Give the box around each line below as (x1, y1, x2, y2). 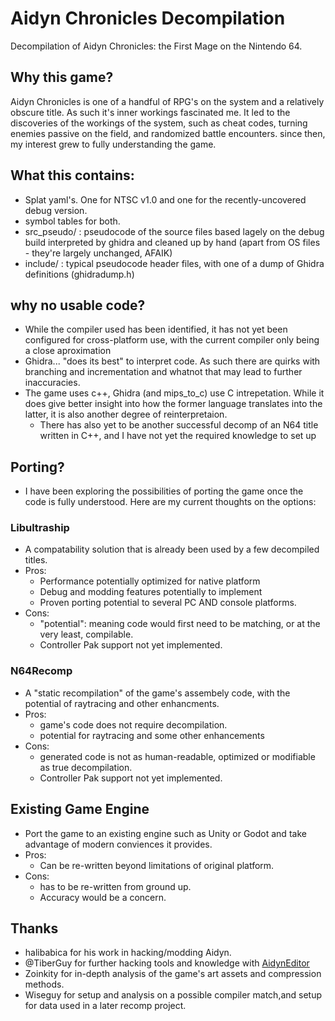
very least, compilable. (39, 628, 134, 641)
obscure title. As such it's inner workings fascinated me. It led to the (10, 106, 291, 118)
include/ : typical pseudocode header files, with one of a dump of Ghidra (24, 257, 325, 269)
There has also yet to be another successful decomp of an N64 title (39, 419, 319, 431)
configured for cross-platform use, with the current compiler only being (24, 334, 320, 346)
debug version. (24, 204, 88, 216)
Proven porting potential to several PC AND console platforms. (39, 597, 297, 609)
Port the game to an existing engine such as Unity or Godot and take (24, 827, 307, 839)
